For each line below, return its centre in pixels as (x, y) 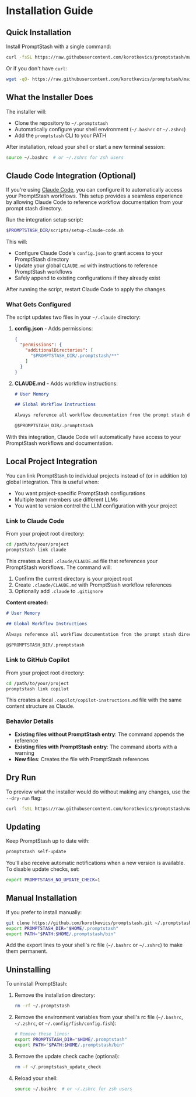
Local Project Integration (52, 461)
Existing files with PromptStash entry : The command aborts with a (96, 747)
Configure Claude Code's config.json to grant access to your (89, 253)
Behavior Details (30, 721)
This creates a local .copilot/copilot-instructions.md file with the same (94, 700)
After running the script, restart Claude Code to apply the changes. (87, 289)
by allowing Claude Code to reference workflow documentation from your (94, 202)
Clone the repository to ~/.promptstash (61, 123)
